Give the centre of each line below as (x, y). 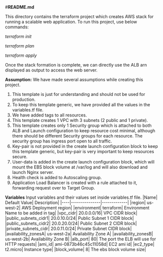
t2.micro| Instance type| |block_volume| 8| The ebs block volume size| (76, 249)
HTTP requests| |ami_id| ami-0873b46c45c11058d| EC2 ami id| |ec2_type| (80, 244)
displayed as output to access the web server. (51, 70)
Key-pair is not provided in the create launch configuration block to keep (85, 146)
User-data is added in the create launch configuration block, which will (83, 162)
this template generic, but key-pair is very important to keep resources (83, 152)
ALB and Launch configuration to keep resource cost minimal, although (83, 131)
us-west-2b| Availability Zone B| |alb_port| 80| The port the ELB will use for (81, 239)
